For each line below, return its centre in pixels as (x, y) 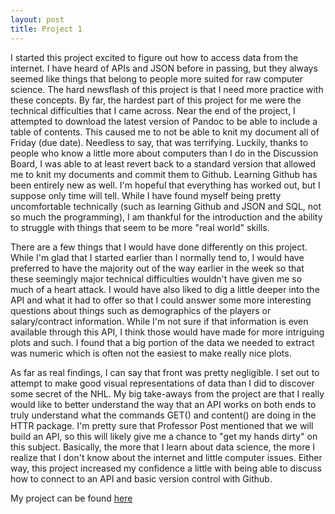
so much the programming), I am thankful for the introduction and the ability (166, 217)
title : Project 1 (46, 29)
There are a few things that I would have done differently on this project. (159, 247)
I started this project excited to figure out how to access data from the (154, 57)
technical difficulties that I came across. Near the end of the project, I (153, 110)
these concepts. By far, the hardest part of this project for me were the (156, 100)
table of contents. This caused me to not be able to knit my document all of (165, 132)
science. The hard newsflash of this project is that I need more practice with (167, 89)
